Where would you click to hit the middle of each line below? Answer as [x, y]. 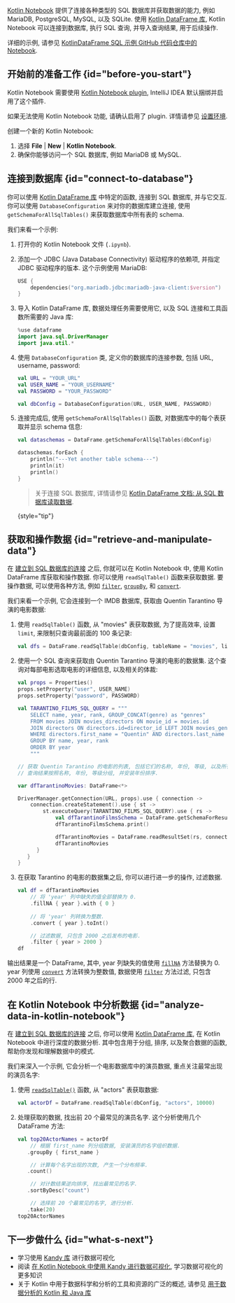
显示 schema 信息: [56, 427]
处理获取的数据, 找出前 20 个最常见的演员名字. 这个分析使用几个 [109, 1117]
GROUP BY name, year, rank [70, 741]
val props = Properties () [55, 683]
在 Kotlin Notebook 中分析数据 [73, 1005]
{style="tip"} [36, 516]
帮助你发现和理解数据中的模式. [51, 1051]
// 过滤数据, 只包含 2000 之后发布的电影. [86, 936]
